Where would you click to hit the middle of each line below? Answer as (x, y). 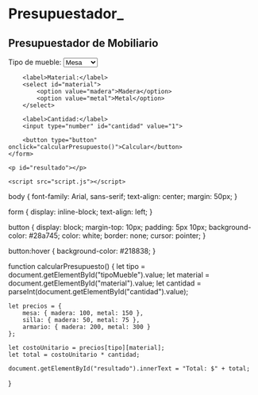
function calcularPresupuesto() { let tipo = (77, 266)
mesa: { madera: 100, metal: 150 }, (83, 313)
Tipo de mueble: (35, 62)
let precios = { (35, 306)
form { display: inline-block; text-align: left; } (81, 212)
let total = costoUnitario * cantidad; (74, 355)
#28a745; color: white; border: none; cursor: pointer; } (117, 236)
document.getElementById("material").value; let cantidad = (105, 283)
